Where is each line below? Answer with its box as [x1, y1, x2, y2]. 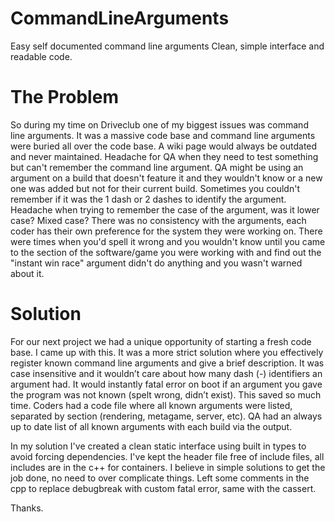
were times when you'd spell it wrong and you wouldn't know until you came [10, 235, 326, 247]
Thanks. [10, 502, 44, 514]
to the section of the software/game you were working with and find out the [10, 246, 322, 258]
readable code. [10, 50, 73, 62]
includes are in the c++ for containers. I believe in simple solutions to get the [10, 461, 326, 473]
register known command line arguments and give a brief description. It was [10, 357, 325, 369]
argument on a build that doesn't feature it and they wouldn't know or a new [10, 172, 323, 184]
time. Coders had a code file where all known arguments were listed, [10, 399, 293, 411]
